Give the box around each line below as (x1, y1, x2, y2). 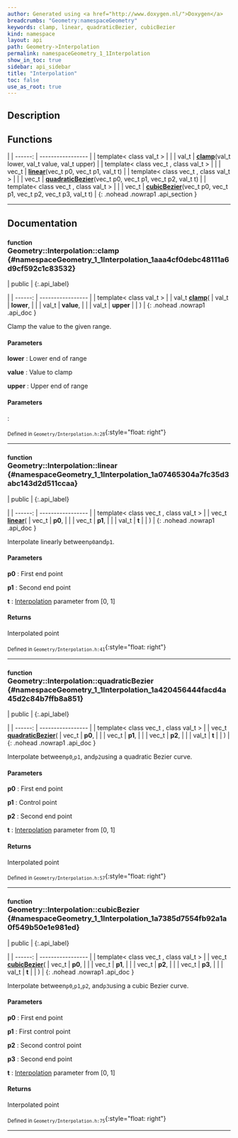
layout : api (7, 37, 42, 44)
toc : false (7, 76, 40, 84)
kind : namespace (7, 30, 55, 38)
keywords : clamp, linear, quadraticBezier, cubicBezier (7, 23, 176, 31)
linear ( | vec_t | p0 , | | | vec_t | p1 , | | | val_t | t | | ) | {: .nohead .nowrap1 (7, 516, 215, 524)
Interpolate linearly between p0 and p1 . (7, 537, 115, 546)
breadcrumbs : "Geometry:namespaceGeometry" (7, 17, 138, 24)
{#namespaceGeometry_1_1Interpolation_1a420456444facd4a (7, 685, 227, 695)
